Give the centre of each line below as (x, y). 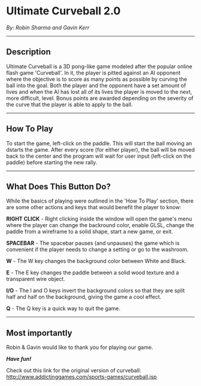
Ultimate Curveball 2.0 (63, 11)
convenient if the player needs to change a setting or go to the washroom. (98, 250)
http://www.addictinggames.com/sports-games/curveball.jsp (82, 377)
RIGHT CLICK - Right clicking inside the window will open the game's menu (99, 219)
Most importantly (39, 333)
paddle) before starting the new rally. (52, 162)
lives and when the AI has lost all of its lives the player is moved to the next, (99, 91)
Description (28, 52)
